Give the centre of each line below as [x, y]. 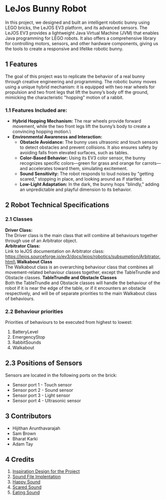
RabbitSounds [27, 342]
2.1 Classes [19, 219]
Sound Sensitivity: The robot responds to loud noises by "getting [87, 174]
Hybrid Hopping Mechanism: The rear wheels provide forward [77, 121]
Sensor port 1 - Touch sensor [42, 384]
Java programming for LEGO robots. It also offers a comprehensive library [81, 38]
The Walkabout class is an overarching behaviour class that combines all [79, 267]
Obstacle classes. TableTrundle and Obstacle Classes [61, 277]
